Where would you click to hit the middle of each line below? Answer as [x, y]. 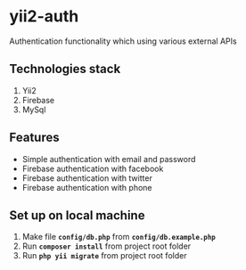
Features [34, 138]
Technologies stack [65, 69]
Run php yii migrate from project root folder [104, 256]
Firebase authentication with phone [87, 187]
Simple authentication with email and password [109, 159]
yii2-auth [44, 16]
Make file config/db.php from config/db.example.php [119, 237]
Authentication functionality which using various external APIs [123, 41]
